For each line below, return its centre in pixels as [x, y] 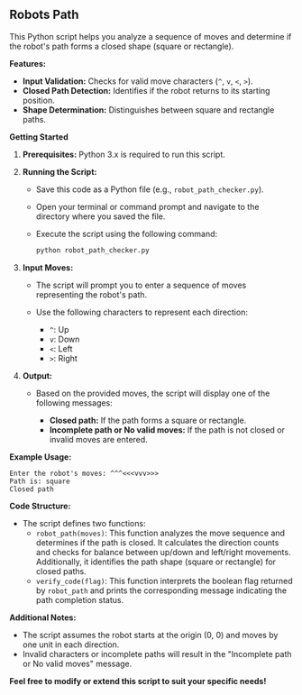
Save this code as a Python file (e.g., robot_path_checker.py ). [150, 189]
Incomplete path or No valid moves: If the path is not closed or [167, 430]
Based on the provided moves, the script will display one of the [153, 393]
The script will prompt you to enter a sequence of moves [141, 285]
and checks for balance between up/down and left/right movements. [163, 552]
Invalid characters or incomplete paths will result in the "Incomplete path [157, 654]
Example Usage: [41, 457]
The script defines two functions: [84, 523]
